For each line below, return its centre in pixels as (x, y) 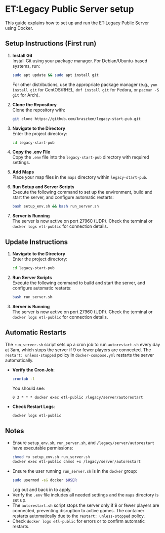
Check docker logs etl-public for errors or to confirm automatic (78, 521)
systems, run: (26, 66)
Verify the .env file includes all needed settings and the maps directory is (85, 494)
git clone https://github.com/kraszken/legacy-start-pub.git (77, 119)
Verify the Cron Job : (34, 369)
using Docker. (19, 28)
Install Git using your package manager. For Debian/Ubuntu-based (80, 61)
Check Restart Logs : (34, 407)
